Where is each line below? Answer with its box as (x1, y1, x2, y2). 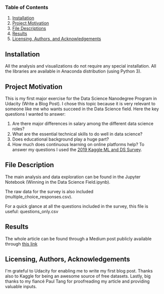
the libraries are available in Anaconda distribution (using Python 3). (5, 68, 142, 74)
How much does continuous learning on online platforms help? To (12, 141, 145, 147)
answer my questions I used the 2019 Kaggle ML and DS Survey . (12, 147, 143, 152)
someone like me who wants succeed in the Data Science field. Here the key (5, 106, 159, 112)
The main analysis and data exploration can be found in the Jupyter (5, 173, 141, 180)
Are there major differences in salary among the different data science (12, 121, 154, 126)
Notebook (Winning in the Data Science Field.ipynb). (5, 179, 111, 185)
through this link (5, 241, 38, 246)
